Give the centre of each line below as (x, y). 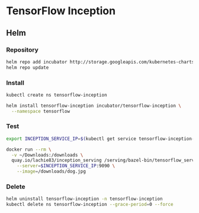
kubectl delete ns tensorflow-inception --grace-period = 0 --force (90, 205)
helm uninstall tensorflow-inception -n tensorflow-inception (84, 199)
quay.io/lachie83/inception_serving (57, 160)
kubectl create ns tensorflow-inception (57, 95)
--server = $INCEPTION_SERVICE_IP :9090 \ (66, 166)
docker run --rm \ (29, 150)
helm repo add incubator (37, 62)
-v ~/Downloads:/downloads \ (47, 155)
